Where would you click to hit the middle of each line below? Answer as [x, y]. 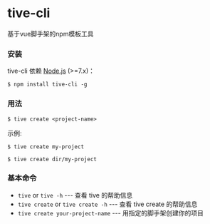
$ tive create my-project [46, 147]
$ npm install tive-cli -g [47, 85]
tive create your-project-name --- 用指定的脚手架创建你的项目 [111, 213]
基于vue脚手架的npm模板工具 [51, 34]
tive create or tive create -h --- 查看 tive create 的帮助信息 [107, 204]
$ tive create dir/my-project [52, 159]
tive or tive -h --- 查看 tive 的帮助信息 [75, 195]
